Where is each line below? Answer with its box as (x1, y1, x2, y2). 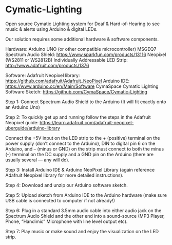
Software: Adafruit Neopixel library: (5, 72, 80, 78)
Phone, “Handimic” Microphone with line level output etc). (5, 218, 128, 224)
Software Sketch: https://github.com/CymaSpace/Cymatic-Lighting (5, 88, 148, 95)
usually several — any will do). (5, 157, 70, 163)
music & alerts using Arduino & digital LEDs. (5, 26, 98, 32)
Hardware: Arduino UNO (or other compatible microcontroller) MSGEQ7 (5, 46, 157, 52)
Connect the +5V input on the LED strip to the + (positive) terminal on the (5, 135, 160, 141)
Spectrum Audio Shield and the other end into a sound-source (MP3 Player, (5, 213, 165, 219)
